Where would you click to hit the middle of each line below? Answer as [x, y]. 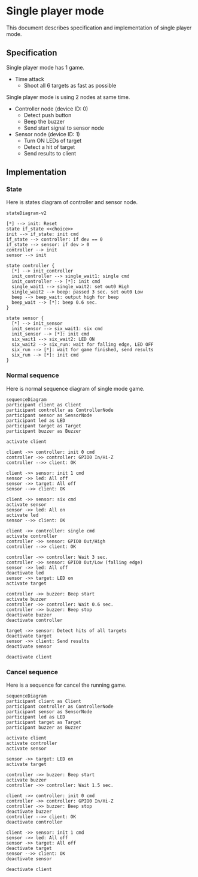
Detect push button [48, 115]
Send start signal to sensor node [64, 128]
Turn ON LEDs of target [53, 140]
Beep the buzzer [44, 121]
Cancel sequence [32, 672]
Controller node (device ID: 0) [51, 109]
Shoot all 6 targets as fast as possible [70, 85]
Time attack [30, 79]
